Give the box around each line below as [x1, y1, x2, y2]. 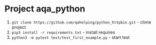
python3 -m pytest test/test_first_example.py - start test [11, 34, 130, 40]
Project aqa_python [4, 3, 86, 14]
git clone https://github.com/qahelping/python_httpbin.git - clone [11, 19, 152, 25]
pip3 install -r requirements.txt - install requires [11, 29, 115, 35]
